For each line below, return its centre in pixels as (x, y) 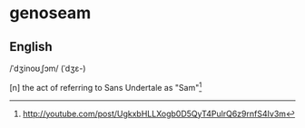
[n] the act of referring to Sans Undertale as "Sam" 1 (106, 87)
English (31, 47)
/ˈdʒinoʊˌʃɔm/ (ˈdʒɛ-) (48, 68)
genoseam (50, 13)
